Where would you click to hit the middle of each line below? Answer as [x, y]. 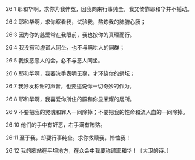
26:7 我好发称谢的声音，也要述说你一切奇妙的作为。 [71, 86]
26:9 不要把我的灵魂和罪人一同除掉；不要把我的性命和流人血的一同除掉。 [97, 112]
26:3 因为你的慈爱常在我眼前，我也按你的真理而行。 [71, 35]
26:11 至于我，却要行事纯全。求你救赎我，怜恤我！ [68, 138]
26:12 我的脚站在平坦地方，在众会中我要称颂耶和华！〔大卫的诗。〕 [89, 151]
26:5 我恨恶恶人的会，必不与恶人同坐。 [55, 60]
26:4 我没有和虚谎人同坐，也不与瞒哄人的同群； [65, 48]
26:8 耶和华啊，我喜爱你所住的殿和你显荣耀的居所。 [71, 99]
